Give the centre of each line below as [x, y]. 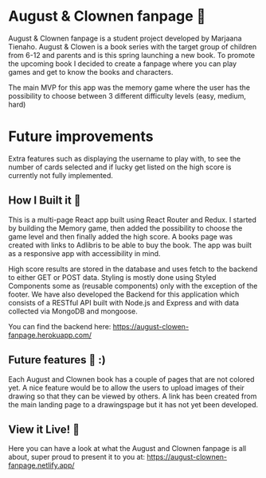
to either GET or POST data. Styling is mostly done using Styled [112, 277]
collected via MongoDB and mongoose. [73, 311]
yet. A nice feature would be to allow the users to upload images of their [127, 387]
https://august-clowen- [151, 326]
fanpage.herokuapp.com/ [50, 335]
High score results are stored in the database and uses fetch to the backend [133, 269]
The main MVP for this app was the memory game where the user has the [129, 87]
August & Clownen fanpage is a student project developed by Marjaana [125, 38]
